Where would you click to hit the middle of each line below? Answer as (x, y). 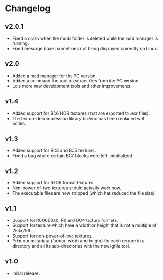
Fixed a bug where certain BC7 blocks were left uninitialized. (73, 156)
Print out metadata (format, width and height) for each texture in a (78, 241)
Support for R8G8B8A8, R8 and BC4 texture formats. (65, 220)
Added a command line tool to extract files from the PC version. (76, 80)
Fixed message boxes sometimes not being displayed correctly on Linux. (85, 49)
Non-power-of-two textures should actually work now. (67, 188)
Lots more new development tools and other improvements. (72, 86)
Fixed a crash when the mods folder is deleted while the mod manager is (85, 38)
